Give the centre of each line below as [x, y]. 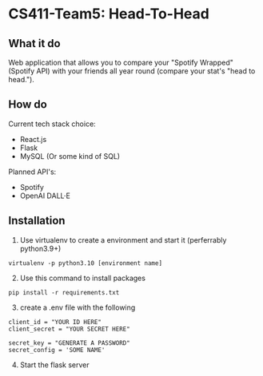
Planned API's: [32, 172]
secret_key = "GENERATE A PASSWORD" [69, 343]
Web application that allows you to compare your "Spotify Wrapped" [121, 62]
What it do [35, 44]
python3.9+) [40, 248]
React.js [33, 139]
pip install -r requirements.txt [64, 292]
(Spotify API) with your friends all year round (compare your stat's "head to [132, 71]
